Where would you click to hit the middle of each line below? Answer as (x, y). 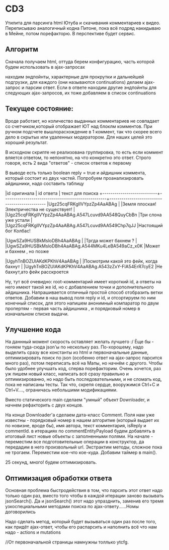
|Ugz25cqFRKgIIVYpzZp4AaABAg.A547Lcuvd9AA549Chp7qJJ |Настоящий (84, 225)
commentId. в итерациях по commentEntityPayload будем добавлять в (80, 431)
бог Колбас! (18, 231)
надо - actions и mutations (33, 532)
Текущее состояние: (39, 109)
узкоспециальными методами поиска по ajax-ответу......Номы (72, 507)
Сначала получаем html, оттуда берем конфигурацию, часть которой (80, 62)
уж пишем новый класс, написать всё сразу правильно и (67, 374)
